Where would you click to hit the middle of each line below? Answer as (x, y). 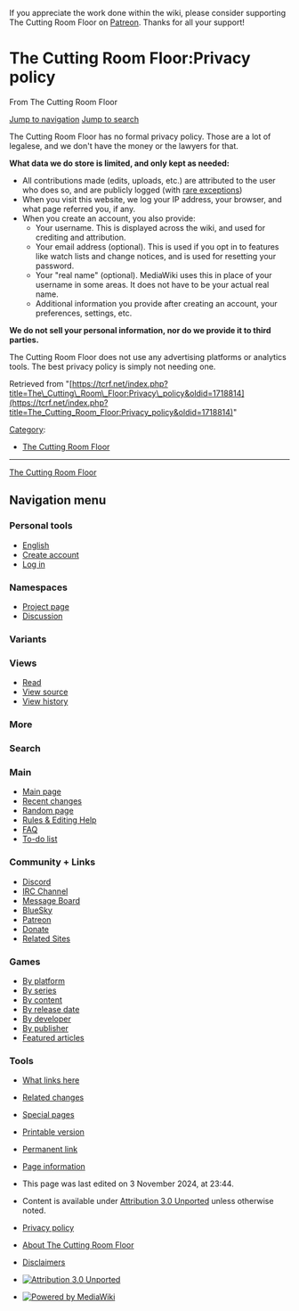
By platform (43, 980)
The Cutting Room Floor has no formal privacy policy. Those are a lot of (140, 136)
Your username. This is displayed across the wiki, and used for (150, 227)
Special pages (48, 1115)
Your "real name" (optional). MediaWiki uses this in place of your (154, 274)
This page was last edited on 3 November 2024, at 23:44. (128, 1184)
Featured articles (53, 1037)
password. (55, 266)
